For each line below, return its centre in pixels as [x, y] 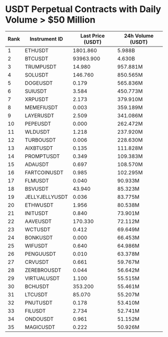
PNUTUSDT [39, 302]
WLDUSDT [37, 132]
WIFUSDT [36, 245]
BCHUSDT [37, 286]
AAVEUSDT [38, 221]
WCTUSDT [38, 229]
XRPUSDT [36, 99]
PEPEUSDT [38, 124]
